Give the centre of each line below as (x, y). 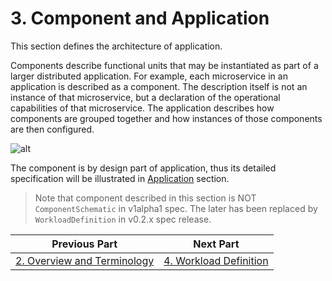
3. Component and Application (140, 18)
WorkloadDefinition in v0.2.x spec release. (123, 219)
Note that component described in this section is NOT (145, 198)
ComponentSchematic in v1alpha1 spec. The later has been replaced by (176, 208)
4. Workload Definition (216, 260)
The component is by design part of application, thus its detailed (143, 168)
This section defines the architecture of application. (116, 46)
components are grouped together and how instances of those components (166, 118)
